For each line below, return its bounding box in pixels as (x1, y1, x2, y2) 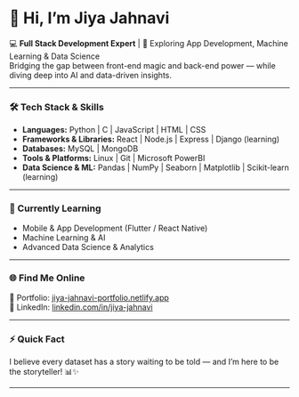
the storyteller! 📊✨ (9, 367, 80, 377)
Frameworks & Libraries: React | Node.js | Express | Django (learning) (21, 134, 280, 145)
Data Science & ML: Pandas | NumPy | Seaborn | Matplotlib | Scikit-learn (21, 162, 289, 173)
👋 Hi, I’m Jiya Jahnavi (9, 8, 170, 28)
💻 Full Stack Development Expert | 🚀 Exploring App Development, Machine (9, 37, 289, 48)
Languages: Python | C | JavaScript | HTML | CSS (21, 125, 206, 135)
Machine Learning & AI (21, 231, 106, 243)
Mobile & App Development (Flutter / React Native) (21, 223, 208, 233)
